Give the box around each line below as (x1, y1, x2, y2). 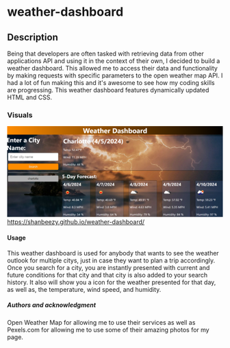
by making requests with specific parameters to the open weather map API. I (7, 71, 223, 79)
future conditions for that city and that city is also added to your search (7, 271, 208, 279)
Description (7, 32, 58, 43)
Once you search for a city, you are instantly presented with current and (7, 263, 210, 271)
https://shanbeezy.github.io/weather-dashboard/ (7, 218, 145, 226)
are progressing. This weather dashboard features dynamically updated (7, 86, 209, 94)
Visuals (7, 110, 33, 120)
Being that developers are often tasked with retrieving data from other (7, 49, 204, 58)
